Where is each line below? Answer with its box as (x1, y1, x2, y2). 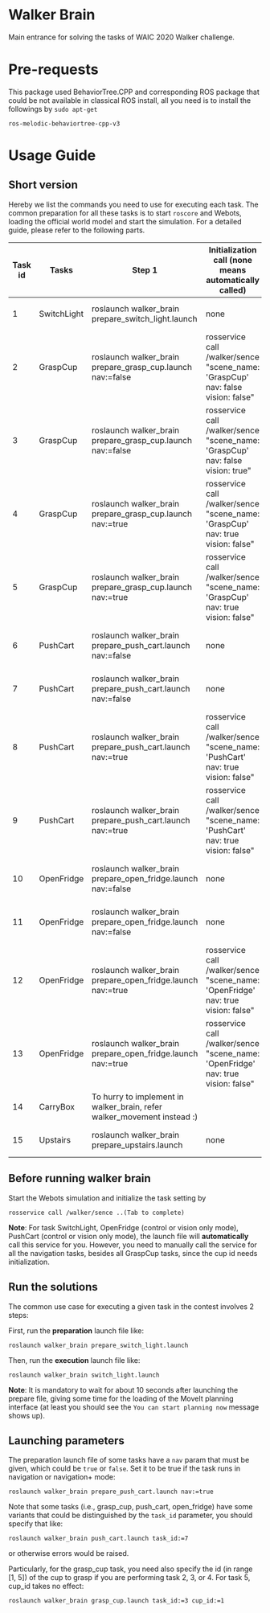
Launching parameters (8, 1434, 125, 1447)
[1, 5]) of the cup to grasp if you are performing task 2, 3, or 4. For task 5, (8, 1573, 251, 1582)
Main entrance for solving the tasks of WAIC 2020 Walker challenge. (8, 32, 235, 42)
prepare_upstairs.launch (91, 1139, 183, 1151)
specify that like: (8, 1519, 63, 1529)
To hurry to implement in (91, 1091, 185, 1102)
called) (219, 284, 247, 295)
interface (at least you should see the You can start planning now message (8, 1402, 260, 1412)
